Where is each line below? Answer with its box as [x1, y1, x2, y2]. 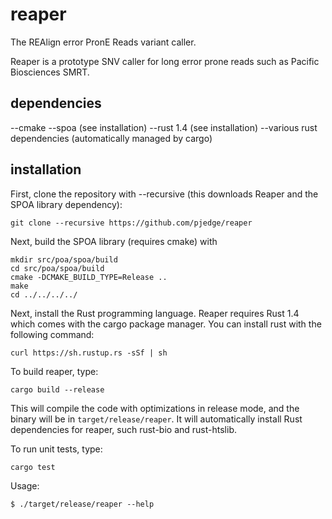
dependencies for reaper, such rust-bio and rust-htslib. [10, 423, 237, 435]
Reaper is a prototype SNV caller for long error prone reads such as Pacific [10, 55, 320, 67]
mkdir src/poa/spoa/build [10, 254, 118, 265]
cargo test [10, 462, 56, 472]
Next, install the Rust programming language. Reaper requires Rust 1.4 [10, 307, 300, 319]
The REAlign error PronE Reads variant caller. [10, 36, 197, 48]
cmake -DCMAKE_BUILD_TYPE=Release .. [10, 272, 168, 282]
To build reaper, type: [10, 365, 99, 377]
